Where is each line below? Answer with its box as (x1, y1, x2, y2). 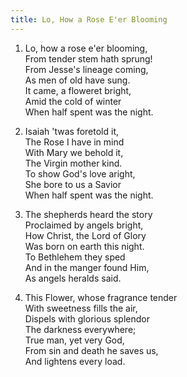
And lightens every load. (24, 355, 126, 367)
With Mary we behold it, (24, 146, 124, 158)
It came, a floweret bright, (24, 84, 132, 96)
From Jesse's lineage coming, (24, 63, 149, 75)
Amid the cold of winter (24, 95, 122, 107)
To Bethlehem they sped (24, 251, 126, 263)
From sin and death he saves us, (24, 344, 159, 356)
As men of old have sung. (24, 74, 131, 86)
